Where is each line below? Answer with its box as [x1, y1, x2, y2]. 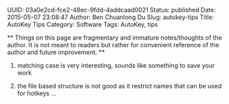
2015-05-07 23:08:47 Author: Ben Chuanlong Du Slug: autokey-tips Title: [7, 13, 215, 21]
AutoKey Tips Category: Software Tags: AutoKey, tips [7, 21, 158, 28]
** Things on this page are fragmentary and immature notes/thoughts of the [7, 34, 222, 42]
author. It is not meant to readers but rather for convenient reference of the [7, 41, 219, 49]
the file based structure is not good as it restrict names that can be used [17, 82, 222, 90]
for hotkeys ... [17, 89, 56, 97]
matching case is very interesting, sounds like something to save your [17, 62, 215, 69]
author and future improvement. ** [7, 48, 105, 56]
